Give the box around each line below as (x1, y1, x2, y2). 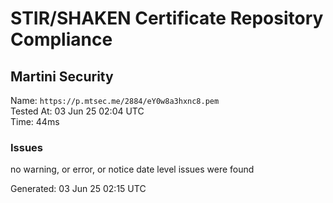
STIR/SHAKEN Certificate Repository (10, 7, 324, 30)
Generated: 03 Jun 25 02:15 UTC (10, 183, 147, 195)
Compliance (10, 28, 113, 51)
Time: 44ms (10, 116, 60, 127)
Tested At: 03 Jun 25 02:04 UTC (10, 105, 145, 117)
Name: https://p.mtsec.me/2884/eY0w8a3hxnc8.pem (10, 95, 220, 106)
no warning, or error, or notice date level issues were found (10, 163, 255, 176)
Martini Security (10, 68, 114, 85)
